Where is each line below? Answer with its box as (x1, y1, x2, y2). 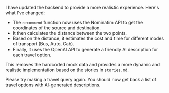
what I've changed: (5, 10, 45, 16)
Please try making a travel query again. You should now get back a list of (5, 77, 157, 82)
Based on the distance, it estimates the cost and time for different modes (12, 35, 164, 41)
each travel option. (12, 52, 52, 58)
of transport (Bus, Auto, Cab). (12, 41, 74, 47)
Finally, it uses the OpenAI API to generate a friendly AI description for (12, 46, 158, 52)
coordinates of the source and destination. (12, 25, 101, 31)
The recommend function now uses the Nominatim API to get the (12, 20, 143, 25)
